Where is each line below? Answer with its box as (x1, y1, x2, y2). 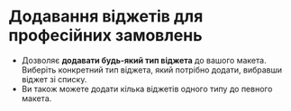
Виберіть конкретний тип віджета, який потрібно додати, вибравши (21, 64, 283, 75)
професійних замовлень (8, 25, 203, 46)
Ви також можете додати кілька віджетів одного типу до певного (21, 83, 273, 94)
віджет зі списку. (21, 73, 87, 84)
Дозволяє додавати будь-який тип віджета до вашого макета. (21, 55, 267, 65)
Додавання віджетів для (8, 6, 204, 27)
